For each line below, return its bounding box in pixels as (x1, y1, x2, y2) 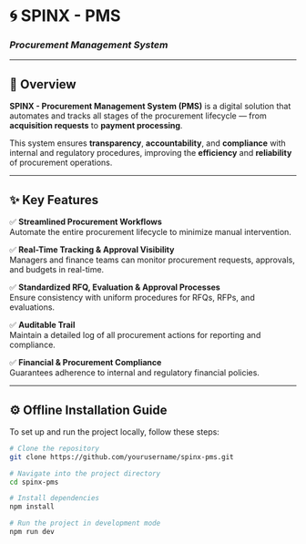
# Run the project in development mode (9, 518, 161, 529)
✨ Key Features (9, 192, 98, 208)
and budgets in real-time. (9, 264, 105, 275)
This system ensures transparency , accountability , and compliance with (9, 138, 287, 149)
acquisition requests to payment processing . (9, 120, 183, 131)
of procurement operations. (9, 157, 113, 169)
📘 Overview (9, 77, 76, 92)
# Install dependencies (9, 494, 100, 503)
